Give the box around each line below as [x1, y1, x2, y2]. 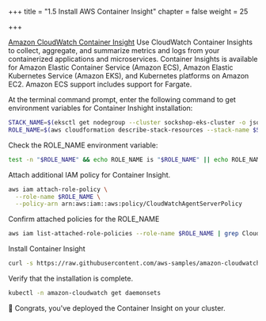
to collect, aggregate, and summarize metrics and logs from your [8, 46, 220, 55]
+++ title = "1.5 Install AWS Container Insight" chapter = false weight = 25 [8, 7, 249, 16]
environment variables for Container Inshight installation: [8, 103, 193, 113]
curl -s [8, 259, 34, 268]
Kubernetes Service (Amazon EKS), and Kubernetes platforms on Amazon [8, 71, 249, 80]
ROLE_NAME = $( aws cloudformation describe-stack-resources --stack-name [8, 126, 249, 134]
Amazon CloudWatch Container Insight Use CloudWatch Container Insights [8, 37, 253, 47]
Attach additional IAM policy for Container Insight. [8, 170, 171, 179]
